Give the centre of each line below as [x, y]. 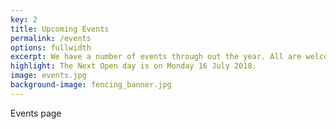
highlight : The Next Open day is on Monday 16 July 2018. [133, 66]
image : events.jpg [48, 76]
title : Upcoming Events [60, 29]
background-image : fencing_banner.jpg [91, 85]
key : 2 [24, 19]
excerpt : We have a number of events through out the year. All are [156, 57]
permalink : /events [51, 38]
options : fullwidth [51, 47]
